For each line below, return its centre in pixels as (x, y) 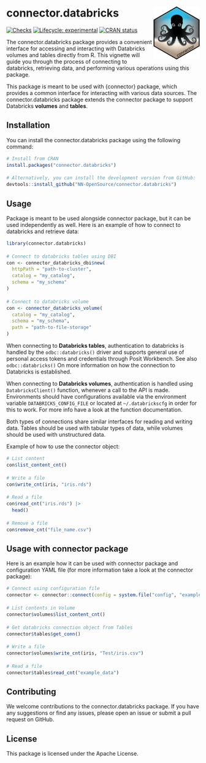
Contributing (31, 692)
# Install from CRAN (33, 159)
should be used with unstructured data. (56, 435)
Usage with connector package (67, 549)
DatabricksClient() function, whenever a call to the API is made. (88, 390)
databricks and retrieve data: (43, 231)
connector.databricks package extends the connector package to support (100, 99)
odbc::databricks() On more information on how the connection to (91, 366)
